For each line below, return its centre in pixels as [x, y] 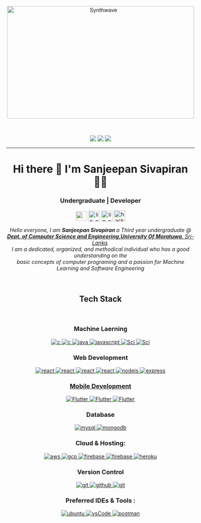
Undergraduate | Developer [100, 201]
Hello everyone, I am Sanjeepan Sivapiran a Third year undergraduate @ [100, 230]
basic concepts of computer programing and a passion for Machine [100, 262]
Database [100, 415]
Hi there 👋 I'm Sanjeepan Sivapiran [100, 169]
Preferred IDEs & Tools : [100, 501]
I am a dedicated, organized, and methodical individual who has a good [100, 250]
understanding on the [100, 256]
